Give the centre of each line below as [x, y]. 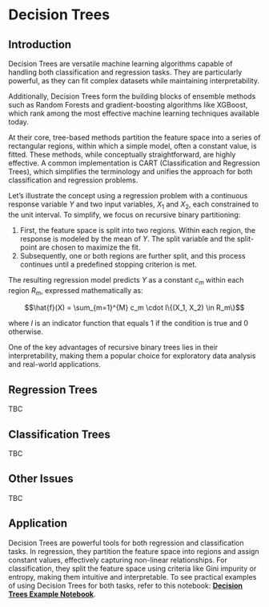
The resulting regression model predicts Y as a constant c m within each [126, 281]
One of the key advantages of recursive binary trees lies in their [113, 348]
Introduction [40, 45]
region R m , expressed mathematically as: [76, 291]
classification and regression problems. [73, 180]
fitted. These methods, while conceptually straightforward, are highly [122, 155]
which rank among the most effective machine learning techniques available [134, 113]
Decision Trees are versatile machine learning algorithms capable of [121, 63]
